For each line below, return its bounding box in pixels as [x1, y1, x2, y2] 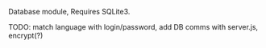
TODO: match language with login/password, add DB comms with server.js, [8, 22, 259, 31]
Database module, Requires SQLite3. [8, 7, 131, 16]
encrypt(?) [8, 31, 44, 40]
